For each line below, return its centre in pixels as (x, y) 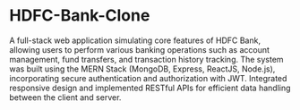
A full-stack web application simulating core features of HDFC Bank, (135, 40)
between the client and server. (65, 97)
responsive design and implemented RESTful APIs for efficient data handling (150, 88)
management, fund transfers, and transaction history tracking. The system (146, 59)
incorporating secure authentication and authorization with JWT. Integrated (148, 78)
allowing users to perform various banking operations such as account (140, 49)
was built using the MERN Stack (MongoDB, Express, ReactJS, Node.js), (142, 69)
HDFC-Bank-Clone (80, 16)
